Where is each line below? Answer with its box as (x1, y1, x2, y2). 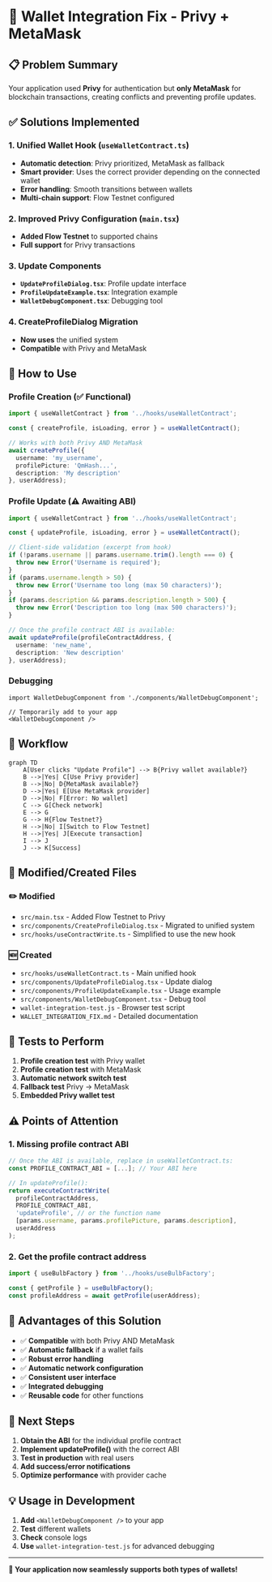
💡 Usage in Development (8, 1494, 135, 1507)
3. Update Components (8, 260, 102, 271)
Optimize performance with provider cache (19, 1470, 168, 1480)
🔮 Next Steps (8, 1414, 75, 1428)
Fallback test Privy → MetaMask (19, 1082, 130, 1092)
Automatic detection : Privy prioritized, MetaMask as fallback (19, 158, 225, 168)
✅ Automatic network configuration (19, 1363, 144, 1373)
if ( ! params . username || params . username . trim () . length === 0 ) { (8, 551, 234, 559)
